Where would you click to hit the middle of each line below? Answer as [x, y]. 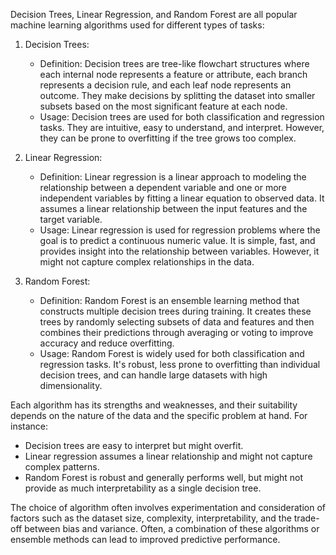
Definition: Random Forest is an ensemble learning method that [169, 300]
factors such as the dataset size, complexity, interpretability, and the [151, 518]
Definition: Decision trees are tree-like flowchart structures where [174, 63]
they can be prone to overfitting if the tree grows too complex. [168, 138]
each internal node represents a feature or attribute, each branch [173, 74]
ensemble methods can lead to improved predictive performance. [145, 539]
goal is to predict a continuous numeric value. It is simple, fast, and [177, 240]
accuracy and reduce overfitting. [107, 343]
